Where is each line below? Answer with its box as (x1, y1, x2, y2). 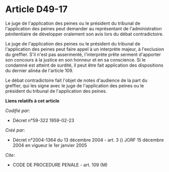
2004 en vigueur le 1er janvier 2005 (12, 142, 88, 148)
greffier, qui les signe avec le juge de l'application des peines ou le (5, 82, 144, 89)
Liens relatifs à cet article (5, 97, 60, 104)
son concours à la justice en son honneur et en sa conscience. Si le (5, 56, 146, 63)
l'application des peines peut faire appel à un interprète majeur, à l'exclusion (5, 46, 164, 52)
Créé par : (5, 127, 25, 133)
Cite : (5, 152, 15, 158)
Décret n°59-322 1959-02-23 (12, 117, 74, 123)
